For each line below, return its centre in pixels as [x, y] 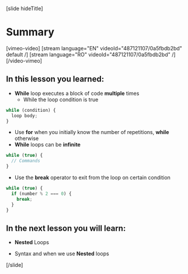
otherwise [27, 138]
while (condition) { [31, 110]
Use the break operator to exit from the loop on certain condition [93, 177]
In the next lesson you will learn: [66, 228]
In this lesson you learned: [55, 79]
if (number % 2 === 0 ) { [41, 193]
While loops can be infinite [47, 145]
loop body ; [25, 116]
